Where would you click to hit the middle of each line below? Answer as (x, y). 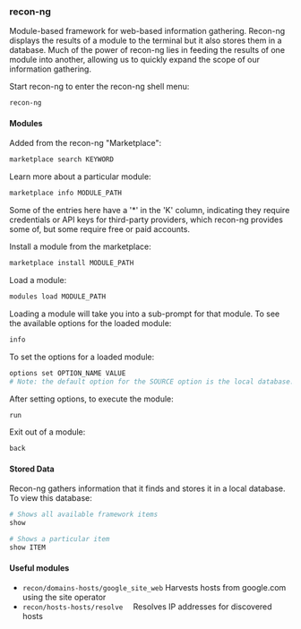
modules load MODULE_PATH (57, 297)
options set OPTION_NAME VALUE (68, 373)
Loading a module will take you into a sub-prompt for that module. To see (145, 314)
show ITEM (28, 547)
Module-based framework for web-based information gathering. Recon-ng (147, 31)
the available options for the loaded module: (90, 323)
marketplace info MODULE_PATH (66, 194)
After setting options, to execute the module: (92, 399)
